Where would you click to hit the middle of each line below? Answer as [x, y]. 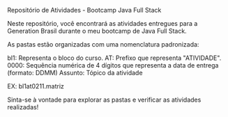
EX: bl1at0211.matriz [36, 86]
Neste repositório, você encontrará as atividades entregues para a [102, 23]
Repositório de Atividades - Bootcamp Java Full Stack [84, 10]
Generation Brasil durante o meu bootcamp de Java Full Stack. [97, 31]
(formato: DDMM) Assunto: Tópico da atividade [75, 73]
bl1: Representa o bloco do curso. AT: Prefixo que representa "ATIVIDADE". [114, 58]
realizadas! [23, 107]
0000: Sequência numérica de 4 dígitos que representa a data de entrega [113, 65]
